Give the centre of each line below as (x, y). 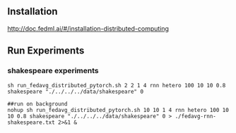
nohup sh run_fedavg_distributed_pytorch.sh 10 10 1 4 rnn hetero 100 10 (118, 110)
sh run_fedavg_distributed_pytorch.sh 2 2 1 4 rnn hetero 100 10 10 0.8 (117, 85)
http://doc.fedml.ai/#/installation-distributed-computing (88, 28)
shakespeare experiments (53, 71)
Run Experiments (46, 51)
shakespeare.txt (31, 122)
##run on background (38, 104)
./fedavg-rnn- (196, 116)
